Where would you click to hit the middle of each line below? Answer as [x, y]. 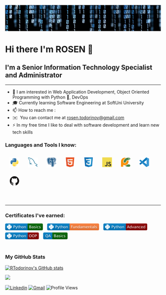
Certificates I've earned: [35, 215]
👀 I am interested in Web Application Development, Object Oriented [81, 92]
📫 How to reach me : [34, 110]
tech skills [22, 132]
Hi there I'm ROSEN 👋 [49, 49]
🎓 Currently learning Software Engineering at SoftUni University [78, 102]
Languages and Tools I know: [41, 145]
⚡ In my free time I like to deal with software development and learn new [86, 125]
